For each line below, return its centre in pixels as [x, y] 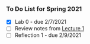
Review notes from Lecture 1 [49, 29]
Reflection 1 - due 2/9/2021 [48, 35]
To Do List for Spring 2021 [44, 9]
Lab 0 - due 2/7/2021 [41, 22]
